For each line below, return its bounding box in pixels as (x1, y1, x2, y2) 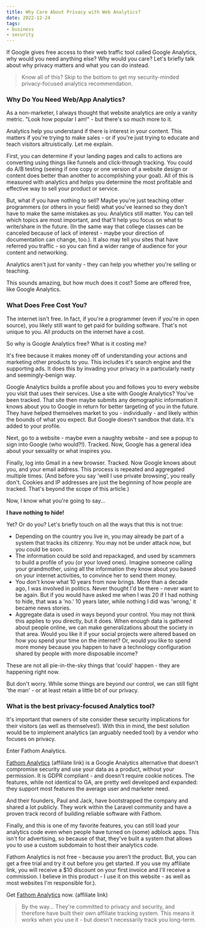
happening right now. (6, 668, 60, 675)
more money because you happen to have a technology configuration (15, 643, 192, 650)
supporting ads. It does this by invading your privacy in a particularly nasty (6, 365, 195, 372)
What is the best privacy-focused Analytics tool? (6, 702, 155, 710)
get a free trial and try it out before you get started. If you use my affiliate (6, 860, 190, 867)
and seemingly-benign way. (6, 371, 76, 379)
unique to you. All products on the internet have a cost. (6, 328, 145, 335)
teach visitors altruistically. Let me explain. (6, 140, 113, 148)
